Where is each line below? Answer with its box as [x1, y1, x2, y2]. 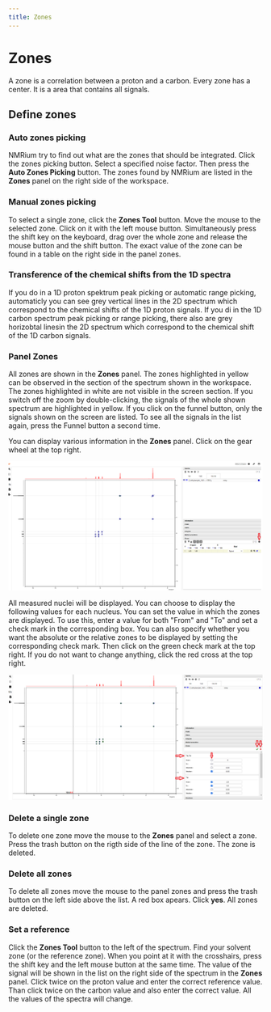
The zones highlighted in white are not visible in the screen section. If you [8, 387, 253, 396]
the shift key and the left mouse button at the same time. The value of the [8, 959, 252, 969]
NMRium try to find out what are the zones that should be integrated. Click [8, 150, 256, 160]
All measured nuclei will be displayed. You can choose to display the [8, 598, 236, 608]
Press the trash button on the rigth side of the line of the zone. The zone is [8, 839, 256, 849]
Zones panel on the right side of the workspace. [8, 176, 169, 186]
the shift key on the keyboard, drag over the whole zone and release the [8, 231, 248, 242]
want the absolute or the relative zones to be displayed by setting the [8, 632, 238, 642]
